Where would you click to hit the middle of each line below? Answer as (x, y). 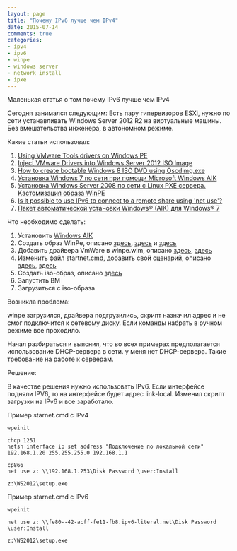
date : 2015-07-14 (33, 27)
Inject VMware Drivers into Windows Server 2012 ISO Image (105, 163)
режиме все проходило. (44, 331)
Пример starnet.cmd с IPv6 (48, 497)
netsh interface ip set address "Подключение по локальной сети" (105, 447)
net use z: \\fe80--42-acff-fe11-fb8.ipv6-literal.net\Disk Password (112, 522)
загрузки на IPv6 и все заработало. (61, 402)
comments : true (30, 34)
